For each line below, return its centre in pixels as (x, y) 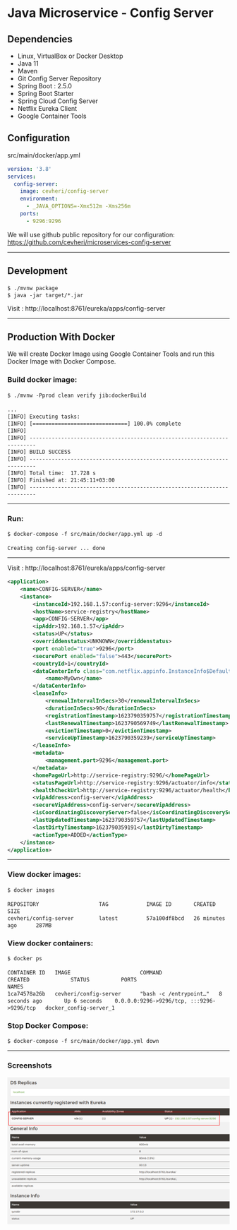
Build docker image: (42, 380)
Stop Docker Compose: (48, 1025)
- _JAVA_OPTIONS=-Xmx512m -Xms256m (78, 206)
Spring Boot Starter (45, 94)
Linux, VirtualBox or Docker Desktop (70, 56)
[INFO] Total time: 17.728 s (52, 473)
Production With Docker (61, 337)
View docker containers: (50, 943)
